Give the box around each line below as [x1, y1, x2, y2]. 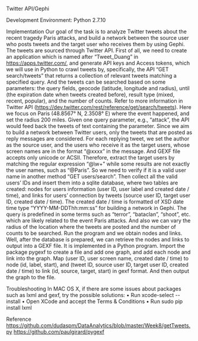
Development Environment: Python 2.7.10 [6, 17, 106, 23]
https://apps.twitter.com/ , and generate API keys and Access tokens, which [6, 59, 190, 66]
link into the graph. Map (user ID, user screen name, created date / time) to [6, 255, 189, 262]
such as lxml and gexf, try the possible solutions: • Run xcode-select [6, 292, 174, 298]
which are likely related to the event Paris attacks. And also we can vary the [6, 217, 191, 224]
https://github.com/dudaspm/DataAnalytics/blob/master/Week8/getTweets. [6, 322, 191, 329]
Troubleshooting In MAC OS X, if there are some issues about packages [6, 285, 182, 292]
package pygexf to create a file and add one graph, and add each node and [6, 248, 191, 256]
